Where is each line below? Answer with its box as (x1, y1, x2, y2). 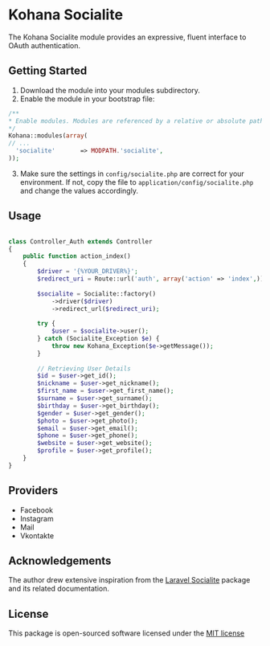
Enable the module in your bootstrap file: (19, 94, 155, 104)
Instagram (19, 513, 54, 523)
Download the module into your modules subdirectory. (19, 85, 201, 95)
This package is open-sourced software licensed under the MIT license (8, 628, 245, 638)
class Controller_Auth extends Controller (8, 237, 153, 246)
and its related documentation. (8, 584, 110, 594)
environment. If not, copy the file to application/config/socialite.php (19, 177, 254, 186)
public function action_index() (22, 252, 131, 260)
